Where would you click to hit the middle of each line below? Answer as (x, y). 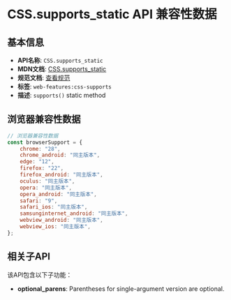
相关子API (29, 256)
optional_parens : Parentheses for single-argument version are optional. (121, 288)
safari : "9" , (39, 201)
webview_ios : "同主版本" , (55, 227)
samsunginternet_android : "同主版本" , (74, 213)
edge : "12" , (37, 162)
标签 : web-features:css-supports (64, 87)
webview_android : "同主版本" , (61, 220)
